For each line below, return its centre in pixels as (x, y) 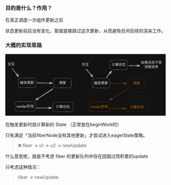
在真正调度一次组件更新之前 (34, 20)
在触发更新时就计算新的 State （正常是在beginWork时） (63, 124)
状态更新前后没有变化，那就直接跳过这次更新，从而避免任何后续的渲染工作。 (85, 31)
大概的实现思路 (24, 45)
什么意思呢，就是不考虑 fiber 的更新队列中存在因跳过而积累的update (77, 156)
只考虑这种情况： (23, 167)
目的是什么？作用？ (29, 8)
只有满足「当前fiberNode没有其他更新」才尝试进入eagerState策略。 (76, 135)
